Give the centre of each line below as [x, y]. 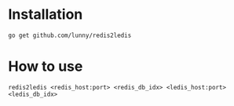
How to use [46, 66]
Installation [46, 15]
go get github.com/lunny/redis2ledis [70, 35]
